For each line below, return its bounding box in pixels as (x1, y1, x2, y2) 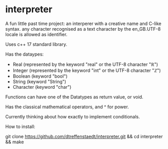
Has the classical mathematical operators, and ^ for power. (5, 104, 129, 110)
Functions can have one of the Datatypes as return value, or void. (5, 93, 143, 100)
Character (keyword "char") (12, 84, 72, 90)
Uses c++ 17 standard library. (5, 41, 68, 47)
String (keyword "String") (12, 78, 67, 85)
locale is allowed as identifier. (5, 31, 68, 37)
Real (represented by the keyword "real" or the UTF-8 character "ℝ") (12, 61, 158, 67)
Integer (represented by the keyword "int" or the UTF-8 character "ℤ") (12, 67, 161, 73)
